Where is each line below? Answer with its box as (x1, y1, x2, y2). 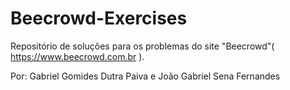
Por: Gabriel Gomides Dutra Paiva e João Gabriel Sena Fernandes (10, 70, 281, 82)
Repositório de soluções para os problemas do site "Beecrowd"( (10, 40, 275, 52)
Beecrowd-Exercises (10, 7, 188, 30)
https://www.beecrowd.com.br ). (10, 50, 145, 62)
